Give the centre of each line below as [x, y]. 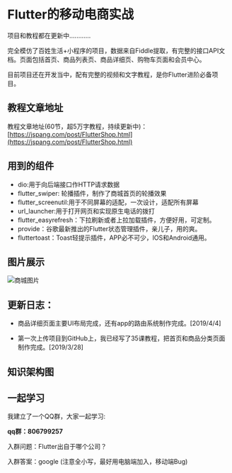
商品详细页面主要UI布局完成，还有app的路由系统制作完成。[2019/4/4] [119, 323]
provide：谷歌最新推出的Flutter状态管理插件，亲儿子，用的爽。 [109, 228]
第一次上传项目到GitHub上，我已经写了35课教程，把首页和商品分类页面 [121, 338]
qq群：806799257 [35, 432]
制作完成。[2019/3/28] [50, 347]
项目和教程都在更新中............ [49, 35]
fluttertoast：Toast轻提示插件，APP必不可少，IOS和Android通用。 [114, 238]
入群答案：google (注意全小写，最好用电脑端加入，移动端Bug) [98, 462]
